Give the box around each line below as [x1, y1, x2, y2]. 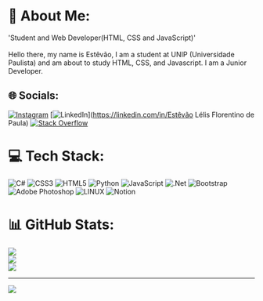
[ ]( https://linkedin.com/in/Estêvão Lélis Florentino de [49, 110, 254, 119]
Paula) [8, 118, 29, 128]
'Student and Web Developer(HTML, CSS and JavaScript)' [8, 33, 196, 42]
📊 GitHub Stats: [8, 216, 115, 234]
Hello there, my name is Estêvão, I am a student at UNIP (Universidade [8, 49, 235, 59]
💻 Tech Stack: [8, 147, 105, 165]
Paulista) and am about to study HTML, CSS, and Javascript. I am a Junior [8, 58, 247, 67]
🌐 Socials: [8, 89, 59, 103]
